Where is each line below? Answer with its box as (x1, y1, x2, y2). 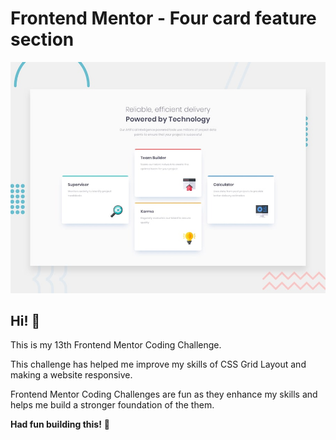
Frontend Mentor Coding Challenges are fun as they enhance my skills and (10, 388, 318, 401)
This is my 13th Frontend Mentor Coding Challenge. (10, 339, 222, 351)
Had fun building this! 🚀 (10, 418, 111, 431)
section (10, 28, 75, 51)
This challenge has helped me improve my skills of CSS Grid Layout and (10, 358, 307, 371)
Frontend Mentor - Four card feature (10, 7, 317, 30)
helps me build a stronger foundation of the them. (10, 399, 215, 411)
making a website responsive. (10, 369, 133, 381)
